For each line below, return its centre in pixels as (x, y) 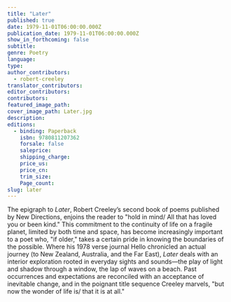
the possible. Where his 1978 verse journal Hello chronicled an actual (107, 247)
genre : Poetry (28, 53)
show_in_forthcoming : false (48, 40)
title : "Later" (29, 14)
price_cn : (34, 170)
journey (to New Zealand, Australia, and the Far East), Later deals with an (113, 254)
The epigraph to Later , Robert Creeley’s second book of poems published (113, 210)
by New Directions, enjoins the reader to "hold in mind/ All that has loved (112, 217)
